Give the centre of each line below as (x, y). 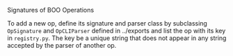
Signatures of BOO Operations (51, 10)
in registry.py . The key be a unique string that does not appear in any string (117, 38)
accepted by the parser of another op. (62, 45)
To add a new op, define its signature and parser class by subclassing (107, 23)
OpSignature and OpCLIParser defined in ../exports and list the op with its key (116, 31)
